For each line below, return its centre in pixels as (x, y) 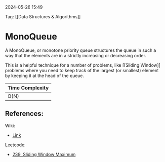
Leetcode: (15, 145)
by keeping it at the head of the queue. (44, 76)
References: (24, 114)
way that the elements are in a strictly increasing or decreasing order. (76, 55)
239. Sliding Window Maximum (44, 154)
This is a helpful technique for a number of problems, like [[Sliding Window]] (83, 65)
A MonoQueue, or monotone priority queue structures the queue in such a (81, 50)
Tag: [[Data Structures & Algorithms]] (43, 17)
